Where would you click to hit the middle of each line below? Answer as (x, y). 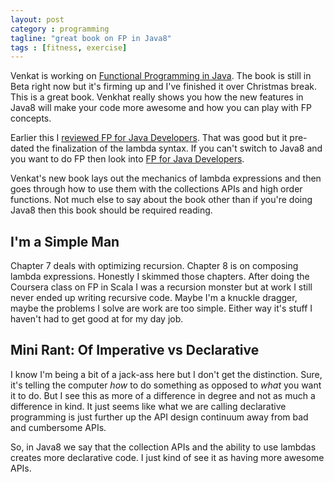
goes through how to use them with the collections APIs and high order (156, 189)
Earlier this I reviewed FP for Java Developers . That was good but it (149, 138)
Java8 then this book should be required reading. (111, 210)
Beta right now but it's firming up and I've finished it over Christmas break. (163, 87)
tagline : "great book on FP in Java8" (91, 38)
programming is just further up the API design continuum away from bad (159, 417)
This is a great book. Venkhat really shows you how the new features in (157, 97)
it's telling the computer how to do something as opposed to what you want (166, 385)
